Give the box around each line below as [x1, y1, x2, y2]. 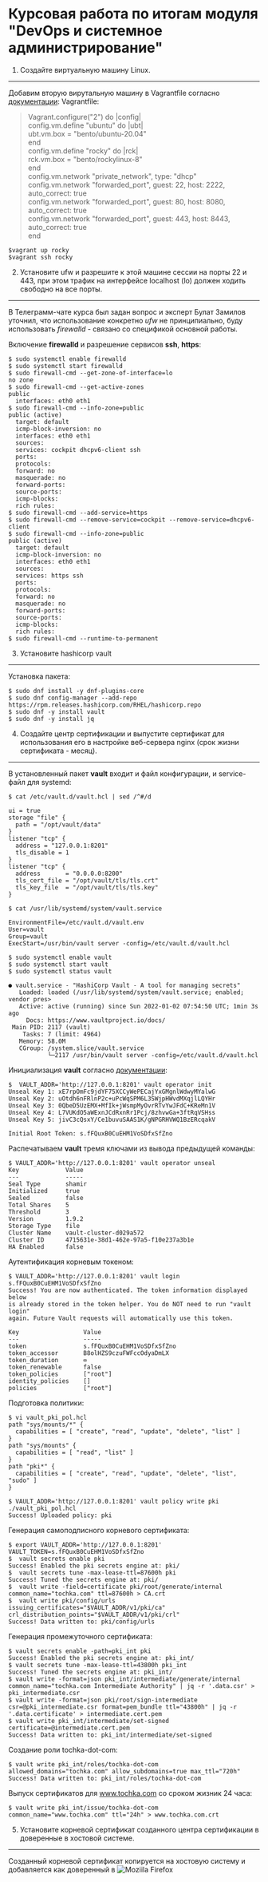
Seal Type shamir [8, 1179, 88, 1188]
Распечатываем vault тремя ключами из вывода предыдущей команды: [8, 1143, 255, 1153]
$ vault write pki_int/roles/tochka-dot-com [8, 1760, 159, 1769]
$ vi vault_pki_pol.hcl [8, 1413, 88, 1421]
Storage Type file [8, 1222, 81, 1230]
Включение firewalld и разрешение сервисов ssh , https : [8, 339, 202, 349]
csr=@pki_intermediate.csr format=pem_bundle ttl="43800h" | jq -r [8, 1702, 238, 1711]
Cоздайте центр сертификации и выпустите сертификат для [19, 728, 225, 739]
